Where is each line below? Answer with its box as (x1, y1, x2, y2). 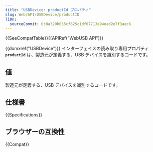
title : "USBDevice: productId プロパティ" (5, 7, 91, 13)
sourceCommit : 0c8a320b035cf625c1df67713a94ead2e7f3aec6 (10, 21, 131, 27)
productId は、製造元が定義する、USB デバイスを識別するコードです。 (5, 52, 151, 58)
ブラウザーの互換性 (5, 127, 65, 136)
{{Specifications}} (5, 111, 43, 118)
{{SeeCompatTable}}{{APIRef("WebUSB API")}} (5, 35, 104, 41)
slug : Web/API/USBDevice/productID (5, 12, 80, 17)
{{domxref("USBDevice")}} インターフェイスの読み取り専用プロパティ (5, 46, 149, 52)
